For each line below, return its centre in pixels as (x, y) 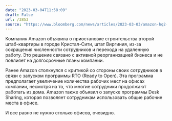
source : (14, 24)
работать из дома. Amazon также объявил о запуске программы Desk (82, 92)
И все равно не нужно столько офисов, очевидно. (60, 113)
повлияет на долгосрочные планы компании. (55, 60)
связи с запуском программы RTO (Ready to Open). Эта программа (79, 76)
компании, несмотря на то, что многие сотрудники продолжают (76, 87)
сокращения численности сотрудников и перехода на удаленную (77, 50)
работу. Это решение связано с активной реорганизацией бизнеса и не (84, 55)
